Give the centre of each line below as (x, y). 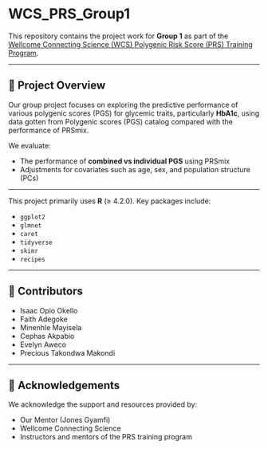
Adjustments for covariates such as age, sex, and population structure (135, 169)
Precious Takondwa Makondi (67, 353)
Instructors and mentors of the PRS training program (106, 437)
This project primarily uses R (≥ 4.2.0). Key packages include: (110, 201)
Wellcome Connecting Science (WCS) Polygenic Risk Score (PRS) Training (130, 44)
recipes (32, 259)
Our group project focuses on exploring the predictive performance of (123, 104)
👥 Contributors (46, 291)
